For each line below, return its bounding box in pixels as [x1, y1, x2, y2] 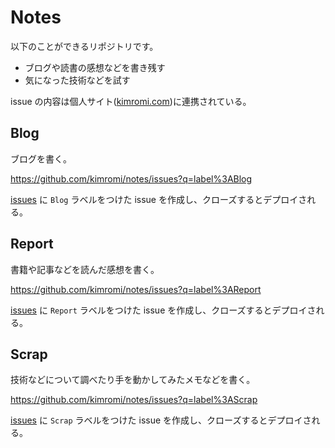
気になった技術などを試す [24, 74, 131, 86]
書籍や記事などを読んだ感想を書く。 [10, 263, 160, 275]
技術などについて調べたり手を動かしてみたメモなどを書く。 [10, 374, 256, 386]
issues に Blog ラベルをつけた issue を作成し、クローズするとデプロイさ [10, 193, 308, 205]
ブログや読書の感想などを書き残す [24, 61, 166, 73]
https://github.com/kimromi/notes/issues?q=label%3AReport [10, 283, 262, 295]
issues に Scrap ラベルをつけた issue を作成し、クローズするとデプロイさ [10, 414, 312, 426]
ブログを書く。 [10, 152, 72, 165]
